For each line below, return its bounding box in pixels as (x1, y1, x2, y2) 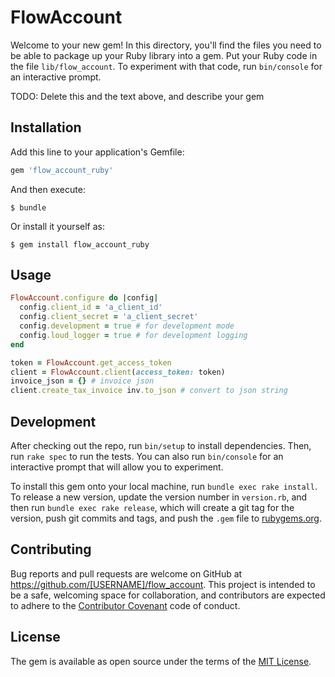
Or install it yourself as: (10, 220, 105, 232)
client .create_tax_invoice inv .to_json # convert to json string (10, 386, 288, 396)
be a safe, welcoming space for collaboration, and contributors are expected (10, 589, 326, 601)
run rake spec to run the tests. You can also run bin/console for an (10, 451, 284, 462)
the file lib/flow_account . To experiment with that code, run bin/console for (10, 60, 323, 72)
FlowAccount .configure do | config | (10, 293, 159, 303)
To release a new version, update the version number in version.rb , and (10, 491, 308, 503)
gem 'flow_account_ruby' (10, 165, 114, 175)
